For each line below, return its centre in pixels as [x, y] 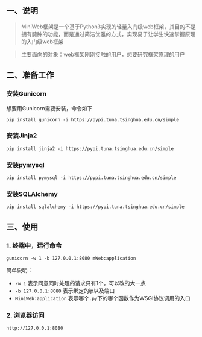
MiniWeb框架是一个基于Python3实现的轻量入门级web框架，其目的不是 [108, 27]
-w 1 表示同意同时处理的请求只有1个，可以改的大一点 [80, 283]
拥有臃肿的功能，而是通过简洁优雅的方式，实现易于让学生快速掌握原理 [108, 34]
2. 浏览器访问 [25, 315]
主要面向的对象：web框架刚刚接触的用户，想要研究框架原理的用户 [103, 54]
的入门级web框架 [42, 42]
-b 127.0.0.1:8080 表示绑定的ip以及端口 [65, 291]
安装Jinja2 [22, 136]
